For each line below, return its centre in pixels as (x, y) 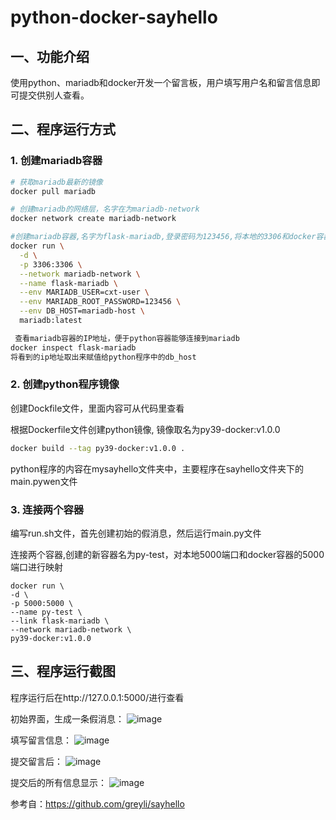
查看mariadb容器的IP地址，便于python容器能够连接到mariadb (127, 338)
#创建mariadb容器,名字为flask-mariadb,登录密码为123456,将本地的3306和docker (163, 237)
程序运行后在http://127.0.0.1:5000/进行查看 (97, 697)
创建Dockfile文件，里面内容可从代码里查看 (97, 408)
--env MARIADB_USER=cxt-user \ (84, 292)
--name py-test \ (46, 612)
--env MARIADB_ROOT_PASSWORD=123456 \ (100, 302)
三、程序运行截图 (63, 671)
